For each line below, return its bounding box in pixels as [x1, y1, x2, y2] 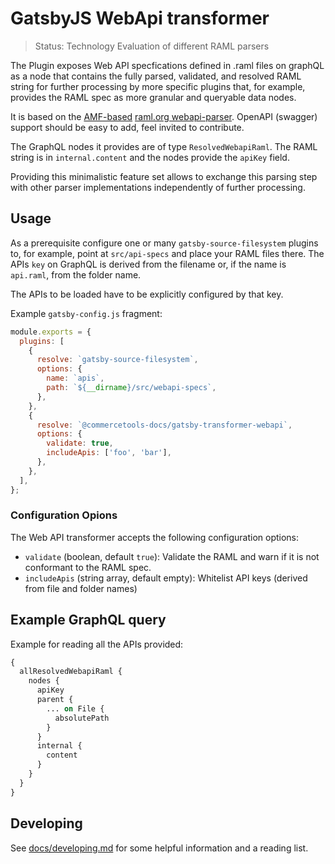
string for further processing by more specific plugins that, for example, [10, 80, 306, 92]
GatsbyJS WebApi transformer [10, 7, 270, 30]
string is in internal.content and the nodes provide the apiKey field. [10, 151, 290, 163]
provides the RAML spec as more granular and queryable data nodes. [10, 91, 297, 103]
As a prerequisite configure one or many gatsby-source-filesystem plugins [10, 237, 319, 249]
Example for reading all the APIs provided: [10, 638, 184, 650]
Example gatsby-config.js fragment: [10, 307, 163, 319]
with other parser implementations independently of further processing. [10, 181, 306, 193]
